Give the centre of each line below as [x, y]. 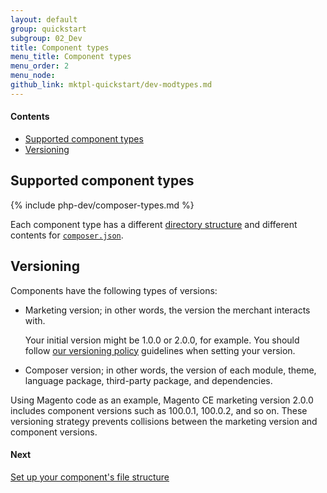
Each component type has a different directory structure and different [154, 224]
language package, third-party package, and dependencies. [148, 380]
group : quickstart [48, 29]
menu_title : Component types [71, 57]
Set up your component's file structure [90, 477]
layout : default [44, 19]
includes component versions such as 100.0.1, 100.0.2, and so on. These [159, 410]
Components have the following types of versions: [114, 290]
